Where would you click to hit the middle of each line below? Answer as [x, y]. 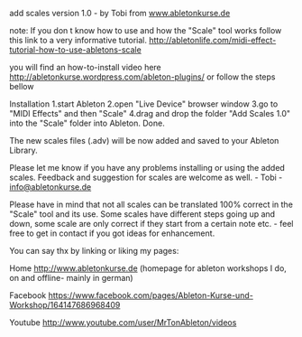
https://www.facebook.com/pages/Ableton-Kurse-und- [151, 295]
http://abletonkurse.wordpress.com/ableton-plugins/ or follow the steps [142, 77]
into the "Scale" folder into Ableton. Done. [87, 123]
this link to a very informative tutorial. [78, 40]
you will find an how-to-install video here [86, 67]
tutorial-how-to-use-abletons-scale [75, 50]
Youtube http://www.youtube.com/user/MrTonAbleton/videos [123, 323]
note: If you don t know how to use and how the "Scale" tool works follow [146, 30]
